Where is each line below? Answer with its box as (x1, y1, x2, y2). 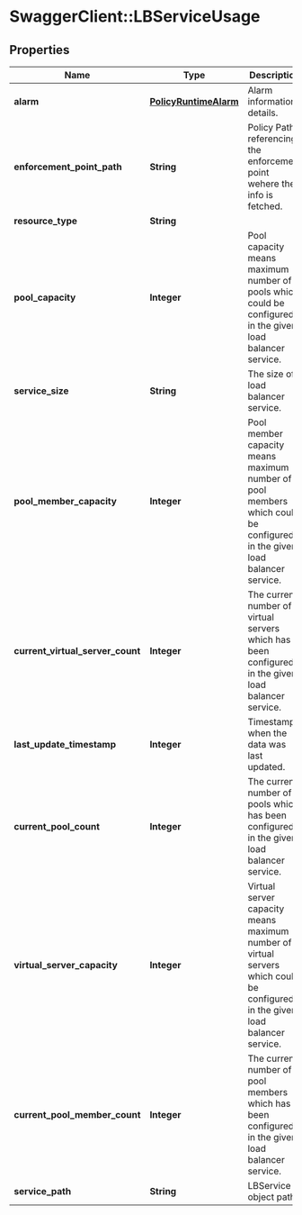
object (247, 1191, 275, 1203)
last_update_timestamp (13, 739, 117, 750)
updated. (247, 761, 286, 773)
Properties (9, 42, 70, 58)
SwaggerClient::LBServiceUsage (9, 6, 261, 27)
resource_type (13, 214, 78, 227)
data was (247, 739, 287, 750)
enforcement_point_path (13, 160, 123, 173)
